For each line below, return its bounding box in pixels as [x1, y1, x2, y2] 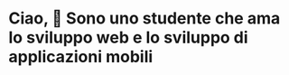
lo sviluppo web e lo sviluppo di [8, 27, 249, 48]
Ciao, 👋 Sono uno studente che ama [8, 8, 281, 29]
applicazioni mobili [8, 47, 154, 67]
